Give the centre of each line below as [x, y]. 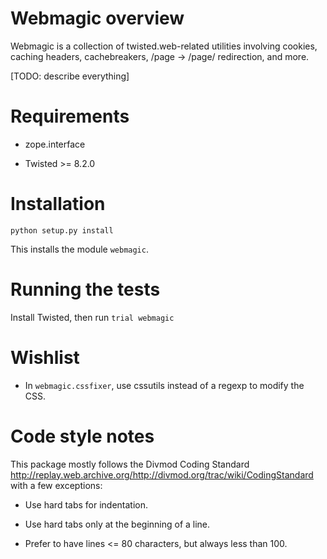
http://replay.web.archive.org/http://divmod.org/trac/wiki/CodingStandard [162, 474]
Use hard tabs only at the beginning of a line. [117, 524]
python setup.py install [62, 230]
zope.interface [55, 144]
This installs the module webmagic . [79, 249]
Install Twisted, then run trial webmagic [92, 317]
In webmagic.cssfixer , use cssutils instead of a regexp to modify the [164, 385]
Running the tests [85, 289]
